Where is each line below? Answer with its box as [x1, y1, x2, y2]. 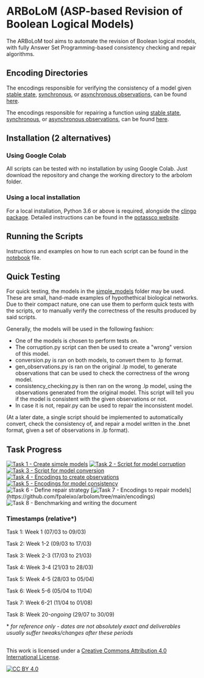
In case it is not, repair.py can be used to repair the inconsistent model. [15, 402, 194, 409]
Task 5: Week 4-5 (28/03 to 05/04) [6, 576, 94, 583]
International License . [6, 653, 61, 660]
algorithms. [6, 50, 35, 57]
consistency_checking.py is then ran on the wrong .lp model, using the [15, 383, 192, 390]
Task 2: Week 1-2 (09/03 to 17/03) [6, 540, 92, 548]
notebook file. [6, 254, 41, 261]
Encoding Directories [6, 68, 88, 79]
